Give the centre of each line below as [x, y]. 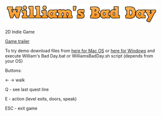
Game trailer [17, 41]
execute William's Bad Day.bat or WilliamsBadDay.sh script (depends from [79, 56]
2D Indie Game [20, 32]
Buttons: [13, 70]
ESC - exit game [21, 108]
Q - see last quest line [27, 89]
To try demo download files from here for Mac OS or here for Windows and [80, 51]
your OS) [14, 61]
